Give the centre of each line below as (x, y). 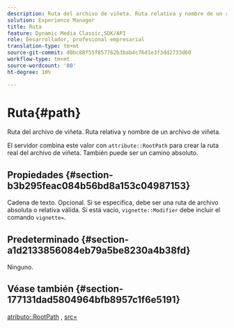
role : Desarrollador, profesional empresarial (76, 40)
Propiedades (36, 175)
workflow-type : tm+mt (39, 59)
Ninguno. (20, 267)
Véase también (41, 289)
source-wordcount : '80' (42, 66)
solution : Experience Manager (51, 20)
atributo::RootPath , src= (42, 316)
